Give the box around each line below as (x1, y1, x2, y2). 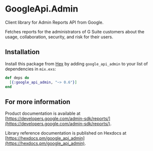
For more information (5, 98, 70, 106)
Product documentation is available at (5, 110, 81, 117)
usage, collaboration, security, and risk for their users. (5, 34, 113, 40)
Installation (5, 48, 40, 56)
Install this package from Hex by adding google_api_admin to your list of (5, 60, 148, 66)
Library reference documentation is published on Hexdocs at (5, 130, 127, 136)
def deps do (5, 75, 29, 80)
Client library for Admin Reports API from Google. (5, 19, 103, 25)
